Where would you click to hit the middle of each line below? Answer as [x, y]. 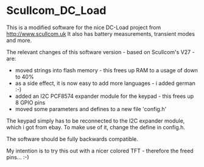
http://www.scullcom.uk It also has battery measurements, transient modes [100, 33]
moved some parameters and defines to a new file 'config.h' [91, 109]
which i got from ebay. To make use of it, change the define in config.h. [96, 127]
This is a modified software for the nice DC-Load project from [84, 27]
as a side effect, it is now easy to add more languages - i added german [105, 83]
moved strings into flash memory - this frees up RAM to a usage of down [106, 70]
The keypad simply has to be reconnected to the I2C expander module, [96, 121]
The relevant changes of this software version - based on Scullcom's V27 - [100, 52]
